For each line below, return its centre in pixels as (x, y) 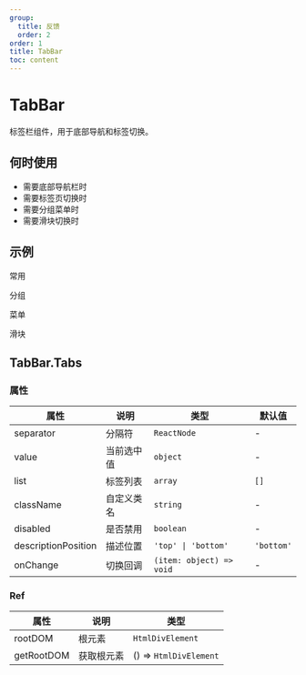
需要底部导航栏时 (55, 186)
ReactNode (175, 433)
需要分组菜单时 (51, 209)
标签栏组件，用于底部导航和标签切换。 (81, 131)
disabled (32, 529)
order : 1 (26, 43)
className (38, 505)
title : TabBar (36, 52)
